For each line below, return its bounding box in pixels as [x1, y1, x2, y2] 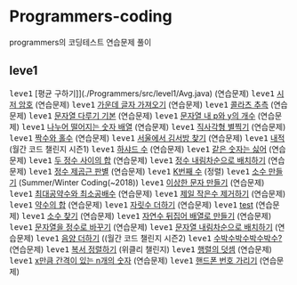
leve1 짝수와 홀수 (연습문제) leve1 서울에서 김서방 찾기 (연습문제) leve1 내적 [9, 132, 285, 143]
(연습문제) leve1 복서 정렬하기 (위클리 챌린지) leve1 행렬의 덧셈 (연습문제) [9, 243, 273, 255]
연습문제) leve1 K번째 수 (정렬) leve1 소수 [113, 166, 267, 176]
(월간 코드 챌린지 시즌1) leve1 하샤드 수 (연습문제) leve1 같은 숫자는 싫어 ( [9, 143, 272, 154]
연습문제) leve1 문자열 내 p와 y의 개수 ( [120, 110, 261, 121]
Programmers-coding [9, 6, 173, 27]
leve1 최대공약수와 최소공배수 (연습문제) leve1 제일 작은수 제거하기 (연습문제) [9, 188, 286, 199]
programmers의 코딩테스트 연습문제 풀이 [9, 37, 152, 47]
